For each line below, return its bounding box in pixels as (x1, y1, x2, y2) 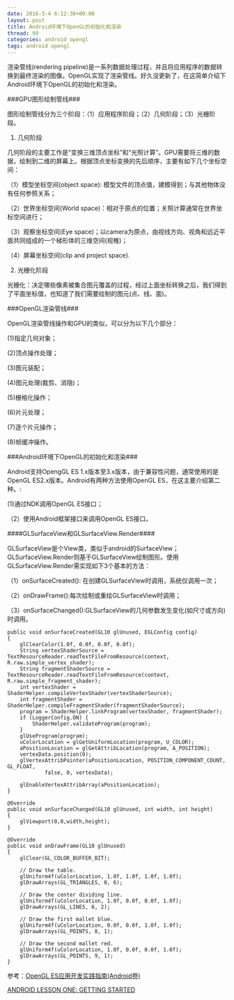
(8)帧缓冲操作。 (7, 438, 52, 446)
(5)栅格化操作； (7, 394, 52, 401)
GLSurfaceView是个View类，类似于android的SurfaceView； (7, 544, 179, 552)
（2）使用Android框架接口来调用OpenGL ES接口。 (7, 514, 152, 523)
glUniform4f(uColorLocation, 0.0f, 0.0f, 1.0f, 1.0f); (19, 922, 182, 929)
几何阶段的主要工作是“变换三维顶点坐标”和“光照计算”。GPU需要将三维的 (7, 148, 214, 156)
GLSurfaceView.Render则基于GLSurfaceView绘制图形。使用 (7, 553, 179, 561)
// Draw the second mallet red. (19, 940, 114, 947)
